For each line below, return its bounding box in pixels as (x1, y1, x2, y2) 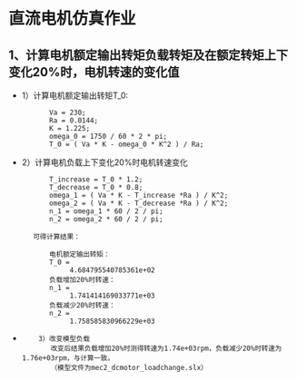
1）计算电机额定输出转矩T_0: (21, 90, 129, 101)
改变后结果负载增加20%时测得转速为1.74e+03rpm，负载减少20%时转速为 (50, 344, 282, 353)
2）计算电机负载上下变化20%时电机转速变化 (21, 157, 188, 168)
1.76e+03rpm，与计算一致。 (21, 354, 114, 363)
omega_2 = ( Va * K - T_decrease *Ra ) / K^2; (48, 199, 229, 208)
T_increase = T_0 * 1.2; (48, 175, 144, 184)
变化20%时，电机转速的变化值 (8, 64, 180, 80)
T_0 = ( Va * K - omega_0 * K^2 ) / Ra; (48, 140, 204, 149)
